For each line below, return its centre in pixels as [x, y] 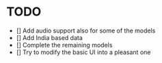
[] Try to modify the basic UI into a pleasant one [83, 52]
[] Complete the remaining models [64, 45]
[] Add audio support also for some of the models [86, 30]
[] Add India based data [50, 37]
